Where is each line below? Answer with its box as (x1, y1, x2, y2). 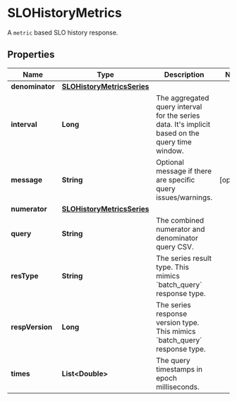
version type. (156, 317, 200, 327)
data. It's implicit (156, 119, 210, 129)
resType (11, 271, 39, 280)
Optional (156, 157, 185, 167)
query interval (156, 101, 202, 111)
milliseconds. (156, 382, 200, 392)
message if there (156, 166, 212, 175)
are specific (156, 175, 195, 185)
